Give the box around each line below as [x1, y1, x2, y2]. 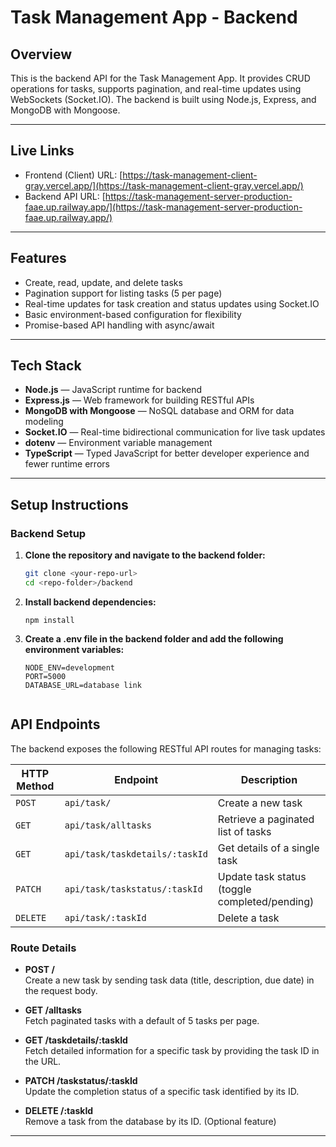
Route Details [10, 941, 77, 955]
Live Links [10, 142, 75, 160]
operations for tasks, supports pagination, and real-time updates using [10, 83, 302, 95]
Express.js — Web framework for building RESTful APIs [24, 394, 255, 406]
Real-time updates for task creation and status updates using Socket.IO [24, 297, 320, 310]
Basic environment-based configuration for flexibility [24, 308, 242, 320]
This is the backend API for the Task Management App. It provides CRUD [10, 72, 311, 84]
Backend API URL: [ [24, 190, 106, 202]
